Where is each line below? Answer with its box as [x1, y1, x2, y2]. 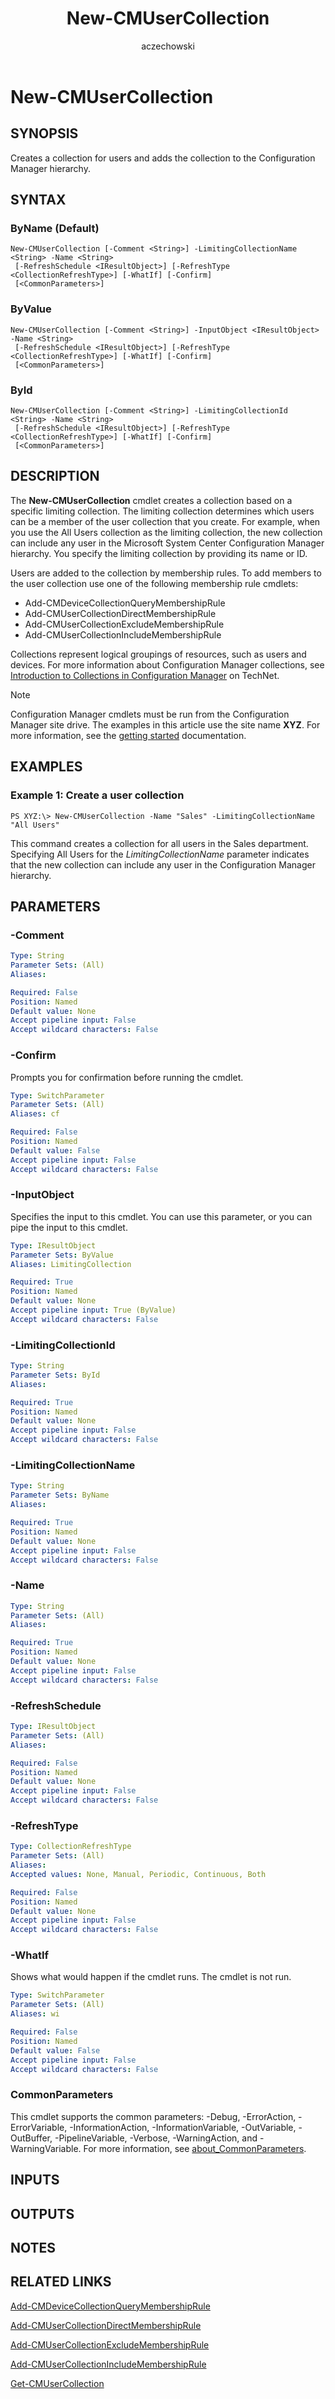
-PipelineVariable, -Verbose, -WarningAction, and [54, 2132, 258, 2144]
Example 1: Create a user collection [10, 788, 185, 802]
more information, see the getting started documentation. [10, 729, 247, 741]
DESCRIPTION [10, 468, 100, 485]
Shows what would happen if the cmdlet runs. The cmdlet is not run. [10, 1971, 292, 1983]
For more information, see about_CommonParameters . [83, 2142, 307, 2154]
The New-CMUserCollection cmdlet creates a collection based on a [10, 494, 293, 506]
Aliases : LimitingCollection [10, 1259, 132, 1269]
